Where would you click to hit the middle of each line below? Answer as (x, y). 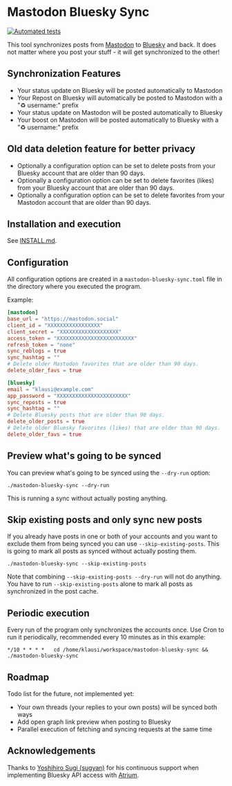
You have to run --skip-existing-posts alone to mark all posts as (100, 584)
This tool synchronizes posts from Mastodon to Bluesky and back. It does (112, 44)
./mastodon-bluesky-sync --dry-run (58, 485)
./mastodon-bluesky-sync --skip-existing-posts (77, 564)
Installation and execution (64, 224)
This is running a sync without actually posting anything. (87, 498)
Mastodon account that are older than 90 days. (84, 202)
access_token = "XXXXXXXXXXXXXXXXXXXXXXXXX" (72, 338)
